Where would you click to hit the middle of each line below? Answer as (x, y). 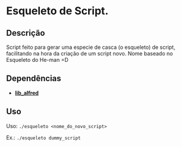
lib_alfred (26, 93)
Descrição (26, 33)
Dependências (34, 79)
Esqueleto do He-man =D (37, 60)
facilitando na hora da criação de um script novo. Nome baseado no (90, 54)
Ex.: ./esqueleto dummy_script (43, 137)
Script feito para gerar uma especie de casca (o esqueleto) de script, (91, 47)
